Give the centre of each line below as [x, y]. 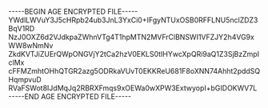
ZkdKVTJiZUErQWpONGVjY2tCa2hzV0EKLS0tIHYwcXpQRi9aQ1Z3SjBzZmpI [134, 54]
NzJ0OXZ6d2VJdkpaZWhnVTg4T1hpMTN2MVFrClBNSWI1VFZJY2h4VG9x [131, 37]
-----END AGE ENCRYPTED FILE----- [70, 96]
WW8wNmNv [31, 46]
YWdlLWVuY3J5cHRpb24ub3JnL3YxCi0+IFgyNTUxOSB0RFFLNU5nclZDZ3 [133, 20]
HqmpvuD [25, 80]
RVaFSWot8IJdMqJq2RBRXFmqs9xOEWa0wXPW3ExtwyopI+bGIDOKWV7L [133, 88]
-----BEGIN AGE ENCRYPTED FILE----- [73, 12]
